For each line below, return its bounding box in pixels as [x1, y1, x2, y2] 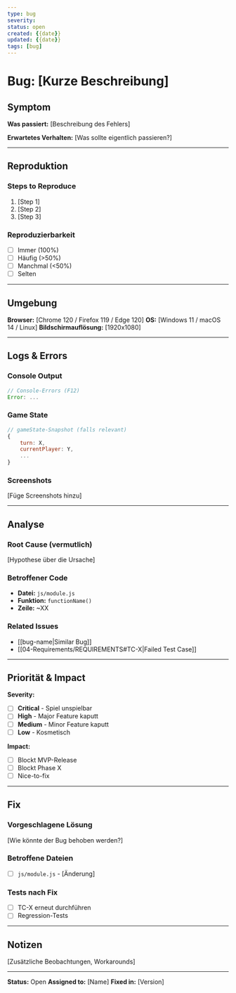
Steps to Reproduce [7, 181, 77, 191]
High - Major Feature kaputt [17, 712, 98, 720]
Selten [17, 270, 37, 278]
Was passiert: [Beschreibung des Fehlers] [7, 120, 131, 128]
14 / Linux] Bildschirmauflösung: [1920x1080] [7, 323, 142, 332]
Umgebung [7, 297, 58, 309]
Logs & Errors [7, 350, 68, 362]
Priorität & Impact [7, 672, 86, 684]
